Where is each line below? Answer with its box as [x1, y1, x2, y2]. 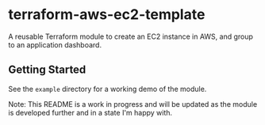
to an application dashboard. [8, 40, 102, 49]
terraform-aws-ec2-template [8, 6, 205, 24]
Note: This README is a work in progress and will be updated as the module [8, 99, 258, 108]
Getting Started [8, 63, 86, 77]
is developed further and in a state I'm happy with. [8, 108, 173, 117]
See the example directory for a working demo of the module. [8, 84, 207, 93]
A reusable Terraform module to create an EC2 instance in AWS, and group [8, 32, 254, 41]
